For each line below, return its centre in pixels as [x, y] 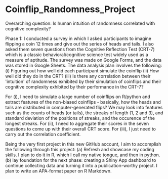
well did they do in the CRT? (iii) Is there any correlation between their [78, 76]
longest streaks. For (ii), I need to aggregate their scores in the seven [77, 123]
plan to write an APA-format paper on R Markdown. [59, 171]
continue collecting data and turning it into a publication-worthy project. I [81, 165]
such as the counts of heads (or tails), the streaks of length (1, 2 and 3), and [84, 113]
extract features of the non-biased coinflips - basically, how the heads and [83, 102]
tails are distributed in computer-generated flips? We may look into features [84, 107]
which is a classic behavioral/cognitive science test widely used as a [77, 55]
